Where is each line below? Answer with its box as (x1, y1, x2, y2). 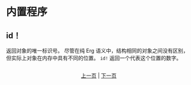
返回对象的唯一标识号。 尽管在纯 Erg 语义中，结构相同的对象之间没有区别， (6, 47, 189, 54)
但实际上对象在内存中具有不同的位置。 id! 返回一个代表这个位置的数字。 (6, 55, 182, 62)
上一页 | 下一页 (81, 72, 117, 79)
